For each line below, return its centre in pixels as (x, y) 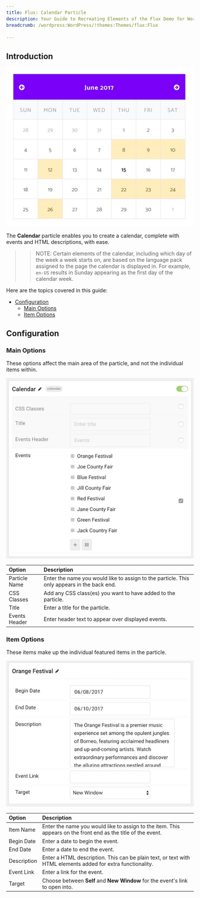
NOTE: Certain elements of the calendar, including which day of (114, 254)
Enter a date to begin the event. (80, 841)
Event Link (21, 872)
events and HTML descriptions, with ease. (58, 242)
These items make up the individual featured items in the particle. (86, 652)
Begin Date (22, 841)
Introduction (30, 56)
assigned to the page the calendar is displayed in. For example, (113, 266)
